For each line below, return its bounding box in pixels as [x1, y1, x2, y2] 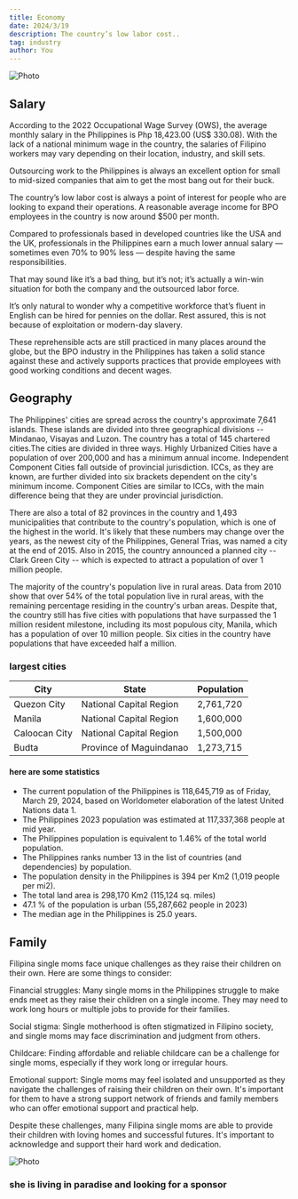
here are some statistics [9, 766, 100, 777]
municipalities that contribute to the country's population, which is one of [9, 517, 277, 527]
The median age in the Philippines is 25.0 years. [21, 909, 198, 920]
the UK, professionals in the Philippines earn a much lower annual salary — [9, 237, 284, 248]
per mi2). [21, 881, 56, 891]
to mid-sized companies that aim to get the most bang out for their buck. [9, 174, 275, 185]
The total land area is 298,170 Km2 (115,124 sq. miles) [21, 890, 216, 901]
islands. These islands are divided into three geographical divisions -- [9, 423, 264, 434]
